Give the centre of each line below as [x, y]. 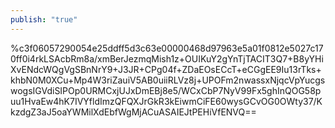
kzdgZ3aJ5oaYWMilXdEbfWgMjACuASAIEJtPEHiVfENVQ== [133, 112]
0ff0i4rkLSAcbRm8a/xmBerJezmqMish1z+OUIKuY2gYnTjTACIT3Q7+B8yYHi [167, 58]
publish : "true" [44, 19]
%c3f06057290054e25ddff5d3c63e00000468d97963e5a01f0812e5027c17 [167, 48]
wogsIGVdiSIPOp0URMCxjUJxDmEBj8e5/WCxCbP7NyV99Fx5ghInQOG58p [166, 90]
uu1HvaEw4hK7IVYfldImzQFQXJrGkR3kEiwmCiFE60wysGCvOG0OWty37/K [166, 101]
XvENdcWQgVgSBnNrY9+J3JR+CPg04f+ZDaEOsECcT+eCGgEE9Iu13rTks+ [166, 69]
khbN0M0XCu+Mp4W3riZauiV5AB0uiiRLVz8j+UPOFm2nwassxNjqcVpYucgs [168, 80]
